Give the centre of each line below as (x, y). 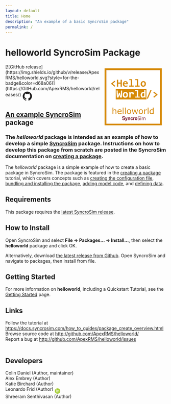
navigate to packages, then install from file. (51, 261)
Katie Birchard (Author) (30, 384)
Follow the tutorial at (27, 323)
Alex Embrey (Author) (28, 378)
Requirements (28, 200)
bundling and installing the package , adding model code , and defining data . (85, 183)
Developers (24, 360)
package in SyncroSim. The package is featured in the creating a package (83, 172)
